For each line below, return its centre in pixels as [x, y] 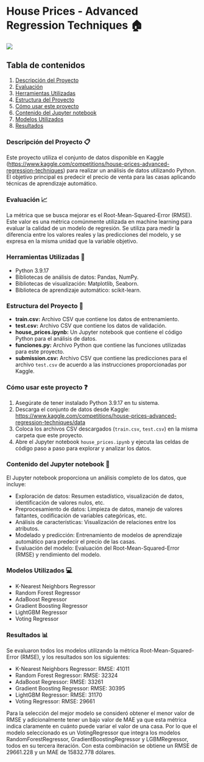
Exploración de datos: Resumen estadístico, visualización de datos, [100, 496]
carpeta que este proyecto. [49, 435]
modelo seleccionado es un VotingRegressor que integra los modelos [93, 733]
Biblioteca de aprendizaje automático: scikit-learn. [78, 290]
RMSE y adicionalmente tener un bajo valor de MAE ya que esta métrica [97, 720]
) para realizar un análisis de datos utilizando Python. [129, 171]
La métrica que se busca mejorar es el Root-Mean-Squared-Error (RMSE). [99, 215]
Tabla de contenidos [46, 65]
